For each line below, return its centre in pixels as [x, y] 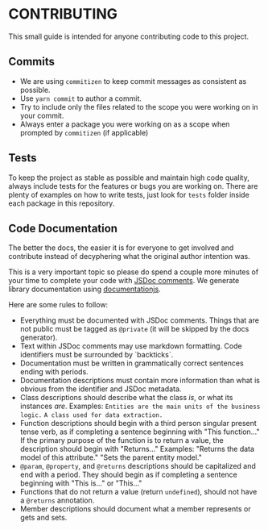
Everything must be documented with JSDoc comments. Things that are [140, 320]
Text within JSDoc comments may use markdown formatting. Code [131, 346]
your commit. [42, 115]
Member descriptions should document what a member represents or [135, 509]
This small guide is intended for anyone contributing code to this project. [129, 36]
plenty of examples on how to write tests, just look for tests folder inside [129, 194]
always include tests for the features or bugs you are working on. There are [133, 186]
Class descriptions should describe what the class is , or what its [126, 398]
